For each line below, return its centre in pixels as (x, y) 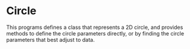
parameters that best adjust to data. (51, 40)
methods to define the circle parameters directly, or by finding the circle (95, 33)
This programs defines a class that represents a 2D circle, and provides (95, 27)
